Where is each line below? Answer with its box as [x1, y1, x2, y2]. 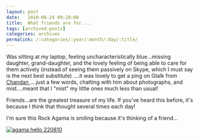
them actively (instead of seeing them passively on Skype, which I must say [6, 66, 193, 72]
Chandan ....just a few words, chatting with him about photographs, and [6, 78, 183, 86]
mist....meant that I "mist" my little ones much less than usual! [6, 85, 159, 92]
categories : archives [6, 31, 61, 37]
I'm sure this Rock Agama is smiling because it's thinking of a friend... [6, 114, 178, 122]
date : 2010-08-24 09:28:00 [6, 14, 79, 20]
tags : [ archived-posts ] [6, 25, 66, 32]
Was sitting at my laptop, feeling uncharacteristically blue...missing [6, 53, 171, 60]
